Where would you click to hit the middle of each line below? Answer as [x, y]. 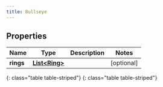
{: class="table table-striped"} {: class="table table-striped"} [82, 78]
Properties [27, 36]
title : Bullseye [27, 12]
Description [87, 53]
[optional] [124, 63]
